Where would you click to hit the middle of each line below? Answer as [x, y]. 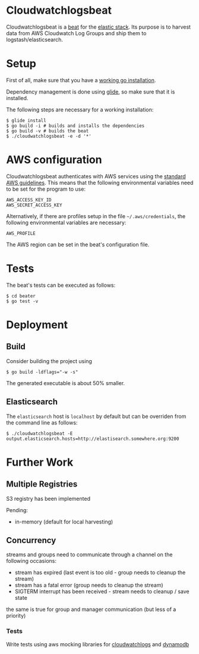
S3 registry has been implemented [48, 498]
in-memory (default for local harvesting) [64, 522]
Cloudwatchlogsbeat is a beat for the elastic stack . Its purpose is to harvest [99, 27]
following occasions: [31, 561]
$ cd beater [21, 296]
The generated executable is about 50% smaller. [66, 383]
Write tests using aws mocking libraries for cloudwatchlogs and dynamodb [98, 644]
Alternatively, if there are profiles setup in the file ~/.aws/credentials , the [96, 216]
